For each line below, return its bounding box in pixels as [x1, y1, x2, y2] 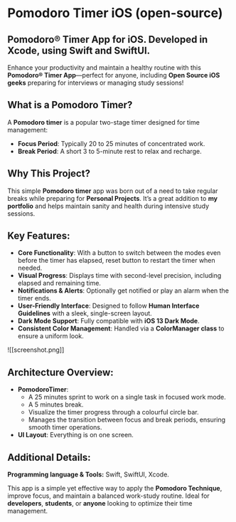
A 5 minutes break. [28, 400, 84, 409]
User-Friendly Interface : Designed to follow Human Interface [17, 301, 200, 310]
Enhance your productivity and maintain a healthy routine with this [7, 63, 201, 72]
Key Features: [7, 230, 70, 242]
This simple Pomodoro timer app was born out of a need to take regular [7, 187, 218, 195]
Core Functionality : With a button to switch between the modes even [17, 249, 221, 257]
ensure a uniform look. [17, 332, 84, 340]
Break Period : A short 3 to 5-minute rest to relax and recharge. [17, 147, 202, 155]
